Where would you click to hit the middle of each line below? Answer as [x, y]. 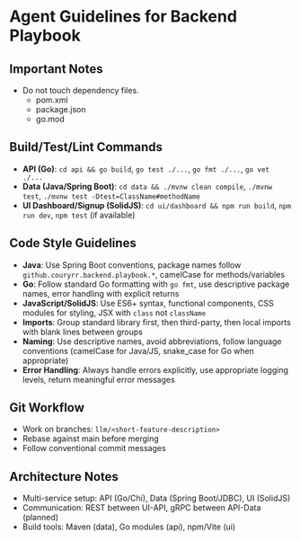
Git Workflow [47, 408]
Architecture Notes [64, 477]
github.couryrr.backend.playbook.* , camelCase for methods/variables [154, 274]
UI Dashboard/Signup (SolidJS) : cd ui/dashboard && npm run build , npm [157, 205]
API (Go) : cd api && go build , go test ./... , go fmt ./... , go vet [146, 169]
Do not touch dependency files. [80, 90]
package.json [61, 109]
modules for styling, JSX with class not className [114, 313]
